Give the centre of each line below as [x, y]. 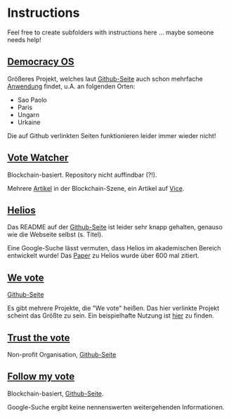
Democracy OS [41, 62]
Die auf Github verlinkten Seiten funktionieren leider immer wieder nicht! [112, 135]
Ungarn [28, 114]
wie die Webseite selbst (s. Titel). [55, 235]
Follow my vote [41, 377]
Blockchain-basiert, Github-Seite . [55, 393]
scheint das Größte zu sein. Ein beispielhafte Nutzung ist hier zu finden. [111, 316]
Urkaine [29, 122]
